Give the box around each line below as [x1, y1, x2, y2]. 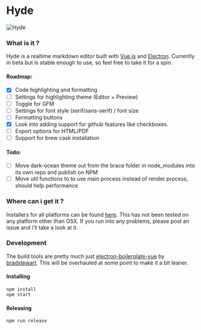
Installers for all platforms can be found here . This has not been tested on [6, 211, 189, 218]
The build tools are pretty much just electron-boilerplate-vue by [6, 252, 165, 260]
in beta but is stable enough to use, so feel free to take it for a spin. [6, 59, 173, 67]
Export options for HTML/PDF [14, 127, 89, 134]
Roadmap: [6, 73, 33, 80]
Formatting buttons [14, 113, 63, 121]
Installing [6, 273, 30, 280]
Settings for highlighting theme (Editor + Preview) [14, 93, 138, 101]
